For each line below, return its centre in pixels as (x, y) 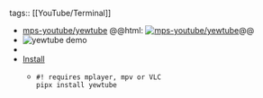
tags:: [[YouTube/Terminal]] (60, 13)
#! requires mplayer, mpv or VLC (99, 77)
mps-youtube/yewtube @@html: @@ (138, 30)
